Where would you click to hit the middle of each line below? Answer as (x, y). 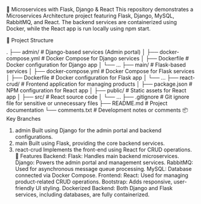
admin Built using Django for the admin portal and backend (88, 130)
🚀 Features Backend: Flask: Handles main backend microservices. (97, 156)
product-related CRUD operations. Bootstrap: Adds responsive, (94, 182)
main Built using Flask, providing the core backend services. (90, 143)
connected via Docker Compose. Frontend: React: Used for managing (102, 175)
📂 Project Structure (30, 40)
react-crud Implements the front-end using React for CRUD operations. (103, 150)
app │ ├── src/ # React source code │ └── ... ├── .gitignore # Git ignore (98, 97)
